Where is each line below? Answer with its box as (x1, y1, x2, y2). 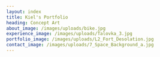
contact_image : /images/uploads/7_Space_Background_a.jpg (6, 42, 154, 48)
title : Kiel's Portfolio (6, 14, 68, 20)
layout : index (6, 8, 42, 15)
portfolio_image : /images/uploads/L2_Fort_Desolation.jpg (6, 36, 154, 42)
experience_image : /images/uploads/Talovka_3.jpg (6, 31, 133, 37)
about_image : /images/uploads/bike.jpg (6, 25, 106, 31)
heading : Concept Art (6, 20, 61, 26)
